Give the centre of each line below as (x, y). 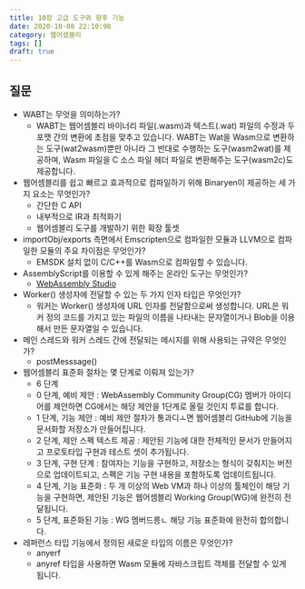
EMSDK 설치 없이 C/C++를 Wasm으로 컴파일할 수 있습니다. (142, 262)
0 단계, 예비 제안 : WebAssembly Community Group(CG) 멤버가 (152, 394)
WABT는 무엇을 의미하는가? (71, 114)
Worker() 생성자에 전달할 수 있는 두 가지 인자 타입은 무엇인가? (132, 294)
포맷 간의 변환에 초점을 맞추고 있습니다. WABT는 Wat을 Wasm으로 (153, 136)
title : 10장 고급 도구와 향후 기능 (67, 18)
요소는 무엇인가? (61, 194)
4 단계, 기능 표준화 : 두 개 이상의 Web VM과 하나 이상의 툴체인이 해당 (158, 485)
